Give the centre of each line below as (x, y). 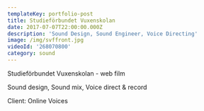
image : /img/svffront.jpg (45, 40)
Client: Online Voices (38, 100)
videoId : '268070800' (39, 47)
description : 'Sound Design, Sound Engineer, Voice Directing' (103, 34)
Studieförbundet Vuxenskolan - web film (66, 73)
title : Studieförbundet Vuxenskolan (61, 21)
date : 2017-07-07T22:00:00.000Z (55, 27)
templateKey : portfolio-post (50, 14)
